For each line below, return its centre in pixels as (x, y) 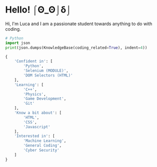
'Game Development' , (45, 99)
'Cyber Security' (41, 150)
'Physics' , (35, 94)
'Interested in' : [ (35, 136)
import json (18, 43)
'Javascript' (37, 127)
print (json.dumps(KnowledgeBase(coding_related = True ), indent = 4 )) (76, 48)
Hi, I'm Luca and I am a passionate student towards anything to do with (79, 24)
